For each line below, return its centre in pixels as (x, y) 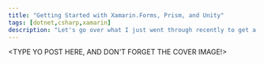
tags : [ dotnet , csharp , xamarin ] (60, 23)
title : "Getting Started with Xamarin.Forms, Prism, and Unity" (116, 15)
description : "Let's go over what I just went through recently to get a (132, 30)
